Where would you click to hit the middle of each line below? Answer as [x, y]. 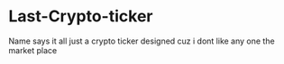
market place [33, 50]
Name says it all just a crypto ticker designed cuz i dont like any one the [142, 41]
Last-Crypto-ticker [81, 16]
